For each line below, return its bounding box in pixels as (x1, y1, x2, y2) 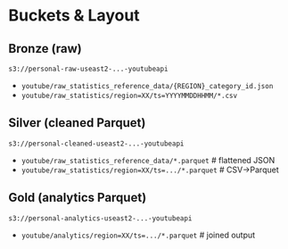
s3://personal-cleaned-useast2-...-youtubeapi (8, 139, 185, 148)
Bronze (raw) (8, 41, 82, 56)
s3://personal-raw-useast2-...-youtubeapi (8, 64, 169, 73)
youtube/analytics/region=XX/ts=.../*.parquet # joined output (21, 229, 256, 240)
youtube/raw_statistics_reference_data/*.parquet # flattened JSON (21, 154, 276, 165)
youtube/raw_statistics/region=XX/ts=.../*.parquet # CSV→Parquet (21, 164, 279, 175)
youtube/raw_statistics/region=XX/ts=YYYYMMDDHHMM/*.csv (21, 91, 238, 100)
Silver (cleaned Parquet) (8, 115, 146, 130)
